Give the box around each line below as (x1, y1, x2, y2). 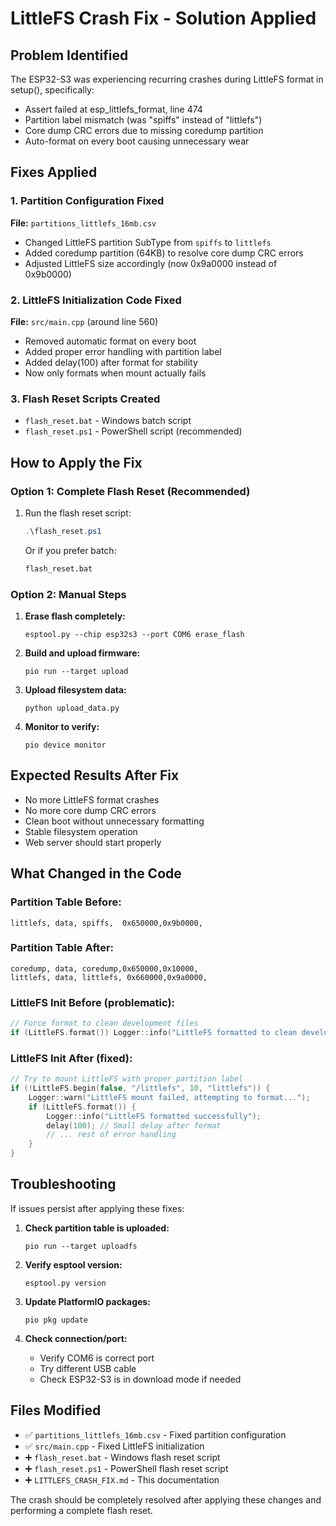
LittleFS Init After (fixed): (10, 1051, 133, 1065)
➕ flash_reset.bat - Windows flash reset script (24, 1451, 221, 1463)
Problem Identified (10, 47, 129, 64)
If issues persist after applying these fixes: (10, 1202, 185, 1214)
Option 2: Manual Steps (10, 587, 127, 601)
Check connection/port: (24, 1332, 128, 1344)
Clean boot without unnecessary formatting (24, 815, 205, 827)
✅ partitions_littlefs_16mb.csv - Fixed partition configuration (24, 1428, 287, 1441)
